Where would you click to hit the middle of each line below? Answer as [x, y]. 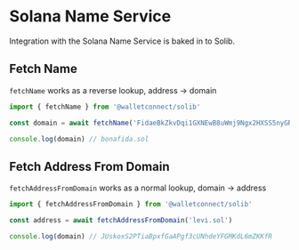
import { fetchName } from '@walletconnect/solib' [105, 107]
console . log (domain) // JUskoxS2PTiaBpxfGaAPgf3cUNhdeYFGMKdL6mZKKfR [141, 236]
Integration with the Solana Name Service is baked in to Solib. [122, 41]
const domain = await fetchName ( [71, 123]
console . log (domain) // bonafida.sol [79, 139]
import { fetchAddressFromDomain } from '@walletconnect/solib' [131, 205]
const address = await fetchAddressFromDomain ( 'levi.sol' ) [121, 221]
